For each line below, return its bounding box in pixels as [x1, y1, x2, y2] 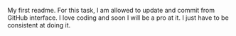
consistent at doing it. [7, 21, 71, 29]
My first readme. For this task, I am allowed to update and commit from [7, 6, 215, 14]
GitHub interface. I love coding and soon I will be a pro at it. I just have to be [7, 13, 229, 22]
